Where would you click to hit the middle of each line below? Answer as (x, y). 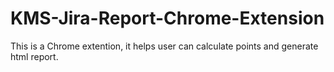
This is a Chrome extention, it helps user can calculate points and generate (164, 46)
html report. (34, 56)
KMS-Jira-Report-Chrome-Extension (167, 18)
